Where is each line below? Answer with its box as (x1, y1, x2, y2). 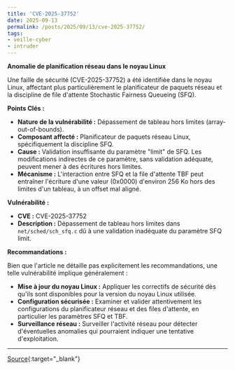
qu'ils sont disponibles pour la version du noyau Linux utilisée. (17, 290, 197, 298)
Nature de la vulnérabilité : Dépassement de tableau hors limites (17, 118, 205, 126)
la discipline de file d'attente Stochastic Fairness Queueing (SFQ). (7, 90, 197, 99)
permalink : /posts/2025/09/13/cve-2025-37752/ (7, 23, 145, 30)
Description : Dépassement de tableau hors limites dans (17, 219, 180, 228)
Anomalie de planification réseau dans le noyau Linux (7, 62, 166, 70)
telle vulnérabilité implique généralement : (7, 269, 128, 277)
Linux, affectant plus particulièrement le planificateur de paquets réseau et (7, 83, 222, 91)
